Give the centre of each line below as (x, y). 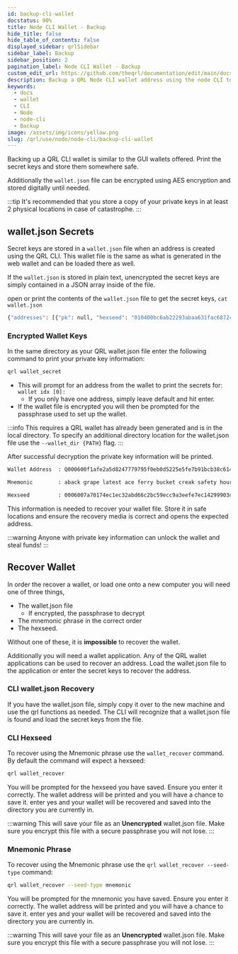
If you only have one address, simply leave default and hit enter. (121, 399)
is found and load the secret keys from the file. (75, 719)
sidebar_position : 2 (38, 60)
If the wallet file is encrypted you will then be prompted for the (108, 407)
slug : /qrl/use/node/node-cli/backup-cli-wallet (80, 139)
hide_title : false (34, 34)
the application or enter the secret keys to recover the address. (99, 671)
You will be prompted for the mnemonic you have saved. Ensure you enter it (118, 899)
